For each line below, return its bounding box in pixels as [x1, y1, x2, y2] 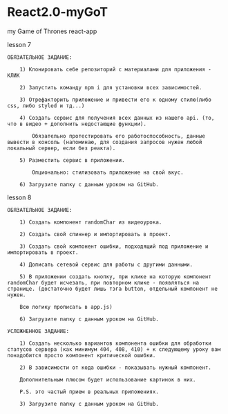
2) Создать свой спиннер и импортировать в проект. [19, 231, 171, 237]
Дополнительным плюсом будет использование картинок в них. [19, 376, 196, 383]
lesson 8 [7, 193, 32, 201]
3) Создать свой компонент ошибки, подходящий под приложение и [19, 243, 209, 250]
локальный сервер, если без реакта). [7, 145, 116, 152]
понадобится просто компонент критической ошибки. [7, 352, 156, 359]
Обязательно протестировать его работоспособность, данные [32, 132, 206, 139]
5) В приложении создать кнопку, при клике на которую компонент [19, 273, 212, 280]
